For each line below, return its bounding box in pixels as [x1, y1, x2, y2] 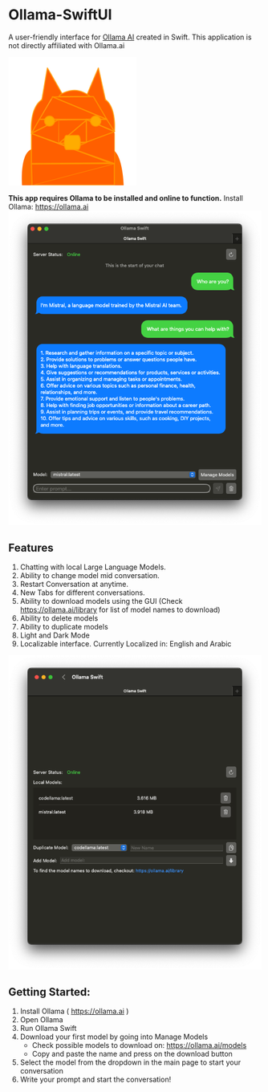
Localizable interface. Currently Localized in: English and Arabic [19, 639, 232, 649]
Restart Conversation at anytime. [19, 580, 129, 589]
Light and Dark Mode [19, 630, 90, 640]
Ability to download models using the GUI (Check [19, 597, 183, 606]
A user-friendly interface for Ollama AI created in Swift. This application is [8, 32, 252, 42]
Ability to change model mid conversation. [19, 571, 160, 581]
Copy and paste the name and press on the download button [31, 1049, 233, 1059]
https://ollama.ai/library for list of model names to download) [19, 605, 221, 615]
